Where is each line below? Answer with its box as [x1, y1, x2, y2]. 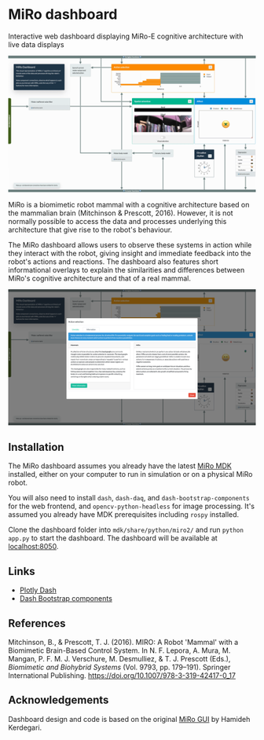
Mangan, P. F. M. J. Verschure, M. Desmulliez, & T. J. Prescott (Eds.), [8, 654, 231, 664]
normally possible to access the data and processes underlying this [8, 216, 227, 225]
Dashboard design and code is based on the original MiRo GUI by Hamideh [8, 714, 251, 724]
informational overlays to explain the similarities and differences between [8, 265, 245, 274]
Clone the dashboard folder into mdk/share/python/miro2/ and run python [8, 525, 244, 535]
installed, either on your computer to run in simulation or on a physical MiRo [8, 470, 253, 479]
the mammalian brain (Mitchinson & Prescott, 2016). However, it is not [8, 208, 233, 218]
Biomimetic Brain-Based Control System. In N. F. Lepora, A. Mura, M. [8, 646, 231, 655]
